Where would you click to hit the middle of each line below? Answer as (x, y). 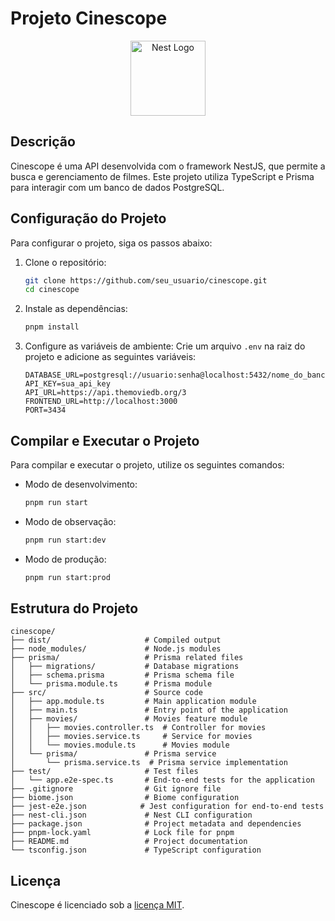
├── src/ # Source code (106, 693)
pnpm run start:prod (67, 577)
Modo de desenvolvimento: (81, 484)
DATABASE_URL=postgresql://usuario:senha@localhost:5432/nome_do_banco (177, 375)
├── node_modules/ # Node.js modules (116, 649)
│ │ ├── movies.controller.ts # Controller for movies (138, 728)
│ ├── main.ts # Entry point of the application (149, 710)
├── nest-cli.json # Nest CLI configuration (131, 815)
